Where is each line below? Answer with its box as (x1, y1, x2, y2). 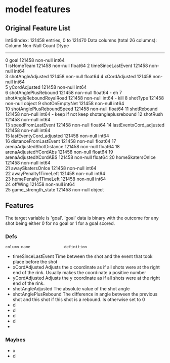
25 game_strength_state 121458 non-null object (5, 187, 104, 192)
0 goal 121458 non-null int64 (5, 57, 65, 63)
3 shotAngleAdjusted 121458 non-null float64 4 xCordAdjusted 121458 (5, 74, 152, 79)
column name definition (5, 245, 87, 250)
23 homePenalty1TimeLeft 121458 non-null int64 (5, 176, 106, 182)
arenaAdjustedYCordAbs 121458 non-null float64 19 (5, 149, 113, 155)
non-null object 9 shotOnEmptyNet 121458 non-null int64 (5, 101, 124, 106)
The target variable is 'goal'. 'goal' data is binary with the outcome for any (5, 215, 159, 221)
